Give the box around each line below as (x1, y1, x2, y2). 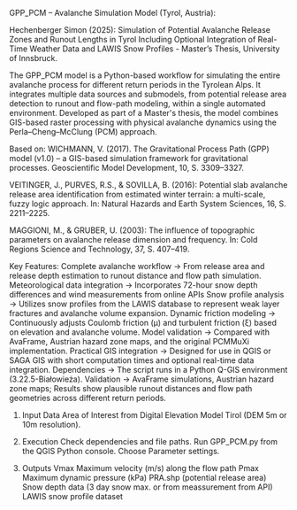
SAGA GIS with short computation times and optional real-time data (9, 355, 255, 366)
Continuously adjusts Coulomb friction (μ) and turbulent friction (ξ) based (9, 318, 277, 328)
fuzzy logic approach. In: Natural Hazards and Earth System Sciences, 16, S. (9, 198, 287, 209)
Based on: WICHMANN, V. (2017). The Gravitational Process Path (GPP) (9, 143, 270, 154)
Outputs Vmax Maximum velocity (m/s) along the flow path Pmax (21, 463, 259, 473)
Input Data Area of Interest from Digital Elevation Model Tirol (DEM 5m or (21, 410, 287, 420)
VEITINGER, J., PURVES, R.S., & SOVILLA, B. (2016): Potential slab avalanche (9, 180, 288, 189)
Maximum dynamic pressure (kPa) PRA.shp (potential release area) (21, 473, 267, 483)
